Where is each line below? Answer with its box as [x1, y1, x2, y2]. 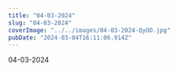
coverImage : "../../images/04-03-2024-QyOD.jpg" [8, 26, 171, 34]
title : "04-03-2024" [8, 11, 76, 20]
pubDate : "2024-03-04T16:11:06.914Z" [8, 33, 132, 42]
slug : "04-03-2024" [8, 19, 72, 27]
